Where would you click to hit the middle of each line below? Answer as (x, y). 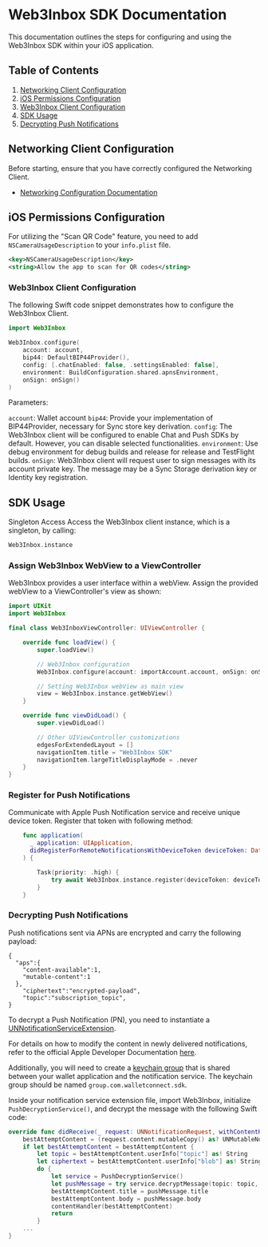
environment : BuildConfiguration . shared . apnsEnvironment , (121, 372)
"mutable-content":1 (57, 977)
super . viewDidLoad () (71, 723)
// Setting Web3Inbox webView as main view (110, 686)
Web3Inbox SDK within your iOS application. (81, 45)
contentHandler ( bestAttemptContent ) (112, 1206)
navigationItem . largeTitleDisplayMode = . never (117, 760)
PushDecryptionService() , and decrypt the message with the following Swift (133, 1109)
